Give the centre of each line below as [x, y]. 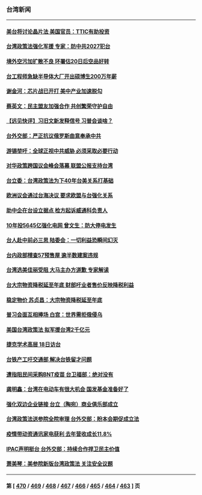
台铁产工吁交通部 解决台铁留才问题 [49, 359]
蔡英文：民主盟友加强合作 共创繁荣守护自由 [60, 106]
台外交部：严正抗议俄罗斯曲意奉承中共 [54, 136]
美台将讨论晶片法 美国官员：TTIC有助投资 [58, 31]
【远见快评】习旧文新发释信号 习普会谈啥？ [60, 121]
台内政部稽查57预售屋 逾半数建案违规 [52, 255]
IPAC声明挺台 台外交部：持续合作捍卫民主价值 [63, 449]
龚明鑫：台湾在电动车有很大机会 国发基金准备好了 [68, 389]
